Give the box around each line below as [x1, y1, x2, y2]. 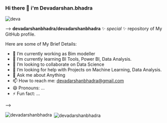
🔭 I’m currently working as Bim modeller [12, 51, 96, 57]
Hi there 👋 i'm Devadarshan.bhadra [5, 5, 93, 12]
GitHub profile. [5, 31, 36, 37]
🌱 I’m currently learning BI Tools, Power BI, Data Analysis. [12, 56, 132, 62]
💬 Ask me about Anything [12, 72, 65, 78]
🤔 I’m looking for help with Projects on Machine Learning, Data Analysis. [12, 67, 162, 73]
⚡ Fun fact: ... [12, 90, 40, 97]
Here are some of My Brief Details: [5, 41, 77, 47]
